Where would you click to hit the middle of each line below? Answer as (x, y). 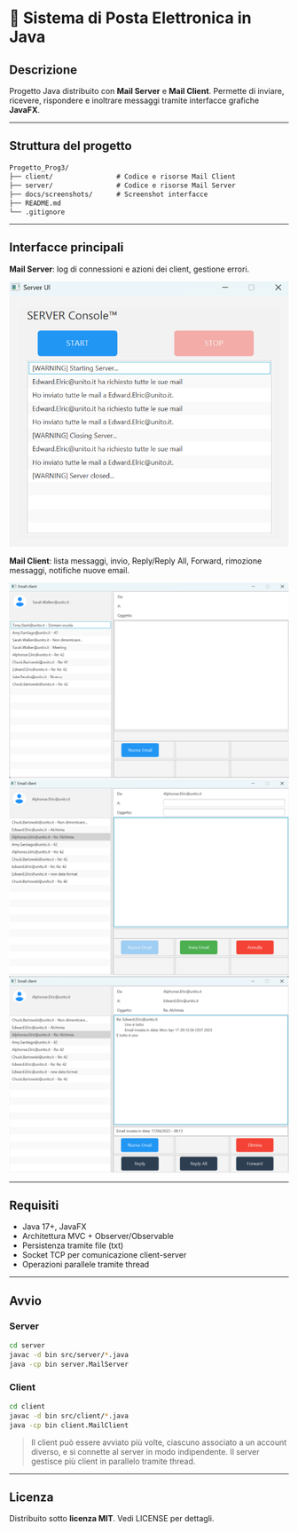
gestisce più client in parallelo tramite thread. (113, 1461)
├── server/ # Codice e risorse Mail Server (123, 186)
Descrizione (43, 70)
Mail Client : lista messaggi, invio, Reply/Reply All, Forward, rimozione (136, 561)
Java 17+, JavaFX (54, 1227)
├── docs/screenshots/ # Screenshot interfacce (109, 194)
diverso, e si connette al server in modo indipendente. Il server (145, 1451)
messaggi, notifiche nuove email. (70, 571)
